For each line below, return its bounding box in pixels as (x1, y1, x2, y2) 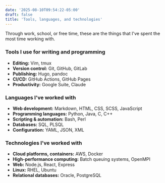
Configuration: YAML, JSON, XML (12, 127, 84, 133)
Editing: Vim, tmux (12, 60, 52, 66)
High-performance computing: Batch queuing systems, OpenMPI (12, 156, 150, 162)
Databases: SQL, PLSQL (12, 121, 64, 128)
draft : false (5, 12, 33, 17)
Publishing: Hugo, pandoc (12, 71, 68, 77)
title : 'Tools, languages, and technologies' (5, 17, 102, 22)
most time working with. (5, 36, 56, 42)
